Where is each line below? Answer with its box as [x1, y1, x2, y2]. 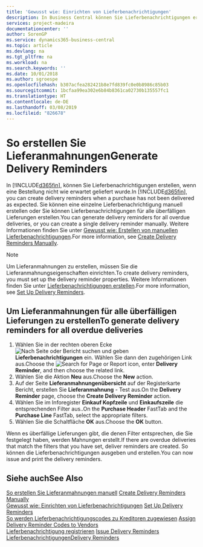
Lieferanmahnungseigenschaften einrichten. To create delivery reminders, [6, 270, 189, 277]
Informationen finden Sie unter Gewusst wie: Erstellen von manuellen [6, 227, 178, 234]
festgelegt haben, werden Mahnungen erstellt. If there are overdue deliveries [6, 436, 196, 444]
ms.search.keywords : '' [6, 65, 66, 71]
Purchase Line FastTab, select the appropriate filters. [14, 412, 148, 419]
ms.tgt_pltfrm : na [6, 54, 53, 60]
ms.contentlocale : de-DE [6, 99, 69, 105]
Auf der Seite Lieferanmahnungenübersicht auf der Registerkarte [14, 380, 181, 387]
